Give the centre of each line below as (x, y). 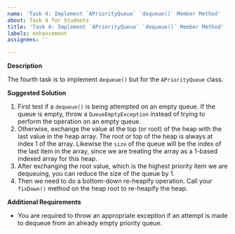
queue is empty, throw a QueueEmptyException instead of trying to (111, 114)
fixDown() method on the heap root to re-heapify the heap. (102, 188)
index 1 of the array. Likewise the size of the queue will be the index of (119, 144)
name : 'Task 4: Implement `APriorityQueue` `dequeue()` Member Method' (114, 14)
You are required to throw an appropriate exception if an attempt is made (122, 216)
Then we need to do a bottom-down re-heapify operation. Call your (115, 181)
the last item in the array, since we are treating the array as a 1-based (117, 151)
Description (25, 66)
